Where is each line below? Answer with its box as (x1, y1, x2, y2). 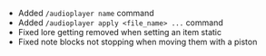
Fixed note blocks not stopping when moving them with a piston (17, 36, 258, 47)
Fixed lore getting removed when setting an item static (17, 27, 222, 37)
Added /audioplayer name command (17, 8, 154, 18)
